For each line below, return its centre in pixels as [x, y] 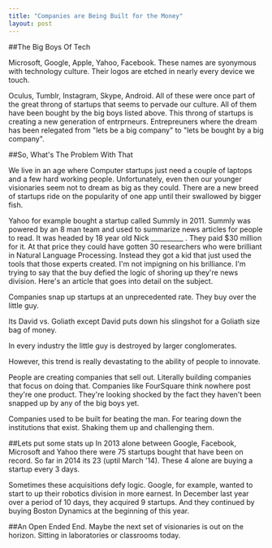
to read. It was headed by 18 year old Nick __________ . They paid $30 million [135, 237]
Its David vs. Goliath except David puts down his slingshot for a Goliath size [134, 321]
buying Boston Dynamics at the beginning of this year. [99, 511]
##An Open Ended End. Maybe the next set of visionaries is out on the [126, 526]
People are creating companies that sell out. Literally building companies [130, 377]
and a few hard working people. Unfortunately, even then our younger [125, 179]
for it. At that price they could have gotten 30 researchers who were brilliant [135, 246]
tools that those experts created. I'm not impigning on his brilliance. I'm [127, 263]
